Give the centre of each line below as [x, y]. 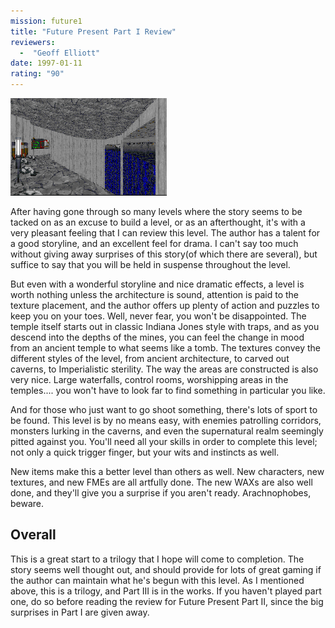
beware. [27, 503]
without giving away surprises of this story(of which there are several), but [164, 254]
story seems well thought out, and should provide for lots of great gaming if [166, 569]
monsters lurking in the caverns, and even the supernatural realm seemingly [167, 431]
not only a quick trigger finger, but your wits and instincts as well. [145, 452]
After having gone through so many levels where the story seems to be [156, 211]
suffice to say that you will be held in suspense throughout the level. [150, 264]
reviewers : [33, 42]
